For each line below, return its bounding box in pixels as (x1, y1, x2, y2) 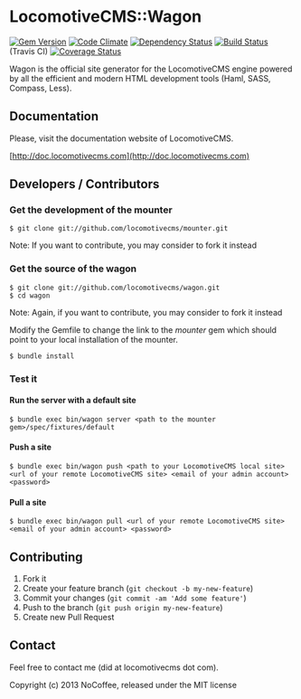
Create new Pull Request (22, 612, 115, 623)
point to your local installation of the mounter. (9, 334, 178, 345)
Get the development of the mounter (9, 203, 174, 216)
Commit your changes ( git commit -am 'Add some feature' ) (22, 592, 247, 603)
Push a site (9, 441, 52, 453)
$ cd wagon (9, 291, 51, 300)
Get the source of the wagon (9, 262, 137, 275)
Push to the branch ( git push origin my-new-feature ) (22, 602, 223, 613)
